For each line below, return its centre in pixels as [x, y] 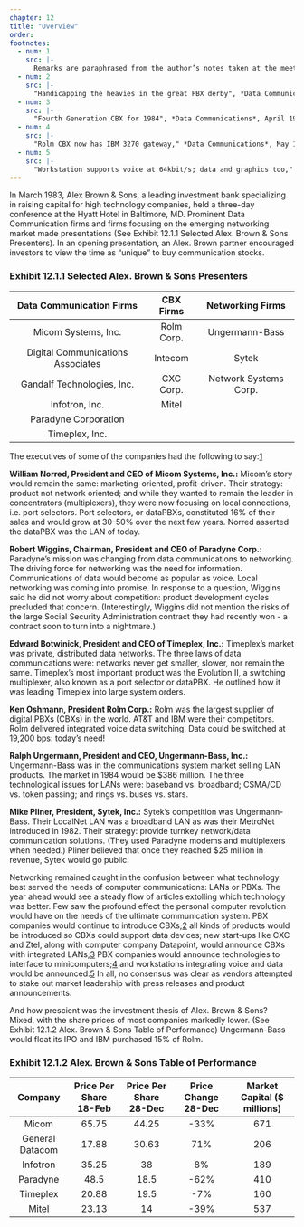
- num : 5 [34, 152]
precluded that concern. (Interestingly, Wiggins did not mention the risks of [149, 607]
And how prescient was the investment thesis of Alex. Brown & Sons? [139, 1010]
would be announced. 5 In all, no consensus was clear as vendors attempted [151, 973]
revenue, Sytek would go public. [69, 859]
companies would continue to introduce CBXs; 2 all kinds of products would [150, 925]
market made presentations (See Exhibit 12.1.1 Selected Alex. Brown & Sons [149, 234]
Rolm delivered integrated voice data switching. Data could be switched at [148, 728]
